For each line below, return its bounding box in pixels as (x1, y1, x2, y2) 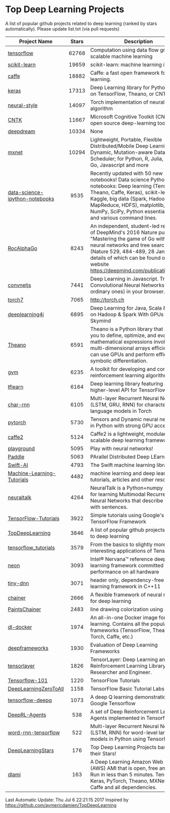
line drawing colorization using (90, 606, 163, 613)
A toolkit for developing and (90, 365, 156, 372)
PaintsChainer (8, 606, 41, 613)
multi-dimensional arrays (90, 344, 151, 351)
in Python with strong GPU (90, 422, 153, 429)
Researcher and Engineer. (90, 669, 152, 676)
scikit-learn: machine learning (90, 61, 162, 68)
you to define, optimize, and (90, 332, 157, 339)
